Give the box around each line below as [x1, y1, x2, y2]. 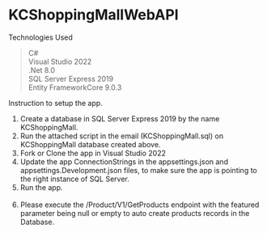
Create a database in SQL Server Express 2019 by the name [19, 113, 220, 123]
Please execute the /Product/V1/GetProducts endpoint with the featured [19, 200, 260, 210]
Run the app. [19, 182, 63, 192]
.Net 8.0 [28, 65, 55, 74]
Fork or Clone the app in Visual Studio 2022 [19, 148, 166, 158]
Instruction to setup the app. [8, 98, 103, 108]
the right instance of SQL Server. [19, 174, 129, 184]
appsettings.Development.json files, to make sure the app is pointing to [19, 165, 257, 175]
